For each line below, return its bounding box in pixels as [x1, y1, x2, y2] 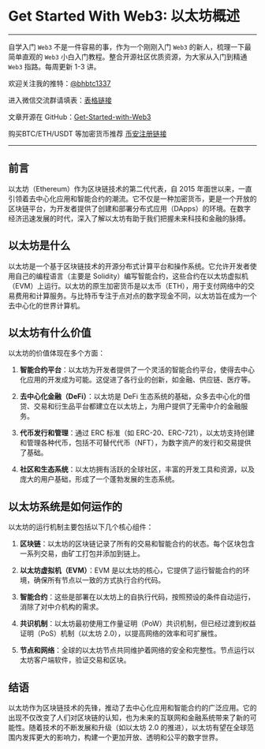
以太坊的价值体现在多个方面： [8, 348, 105, 358]
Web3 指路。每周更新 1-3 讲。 [8, 61, 101, 71]
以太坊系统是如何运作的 [8, 500, 122, 513]
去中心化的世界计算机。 [8, 300, 84, 310]
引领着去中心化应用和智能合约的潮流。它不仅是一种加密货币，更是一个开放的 [8, 194, 257, 203]
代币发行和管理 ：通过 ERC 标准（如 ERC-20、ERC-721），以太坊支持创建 [19, 428, 255, 438]
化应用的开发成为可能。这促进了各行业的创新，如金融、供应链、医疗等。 [19, 375, 255, 385]
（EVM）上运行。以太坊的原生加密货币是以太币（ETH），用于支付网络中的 [8, 281, 248, 290]
